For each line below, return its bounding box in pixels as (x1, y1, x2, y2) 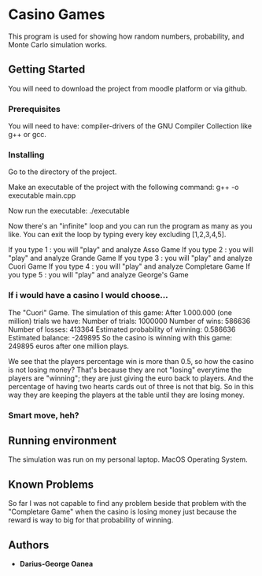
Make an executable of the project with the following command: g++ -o (8, 183, 239, 192)
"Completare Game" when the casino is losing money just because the (8, 507, 238, 517)
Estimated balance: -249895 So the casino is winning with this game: (8, 333, 232, 342)
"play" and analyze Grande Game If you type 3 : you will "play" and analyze (8, 254, 253, 263)
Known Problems (8, 478, 94, 491)
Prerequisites (8, 103, 61, 114)
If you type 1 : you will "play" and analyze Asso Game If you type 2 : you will (8, 245, 254, 255)
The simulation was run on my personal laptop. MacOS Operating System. (8, 455, 248, 464)
